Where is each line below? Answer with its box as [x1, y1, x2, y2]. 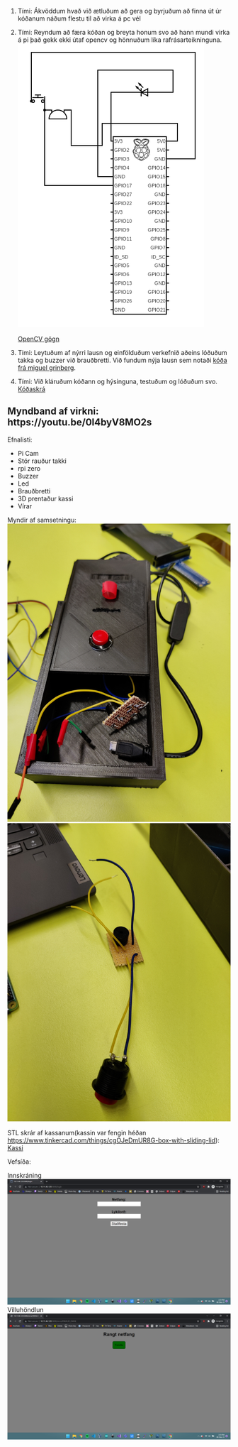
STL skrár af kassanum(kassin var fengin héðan [7, 1128, 147, 1137]
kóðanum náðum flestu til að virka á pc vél [17, 14, 142, 23]
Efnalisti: [7, 435, 33, 444]
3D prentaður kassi [17, 494, 74, 503]
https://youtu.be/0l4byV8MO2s [7, 416, 152, 429]
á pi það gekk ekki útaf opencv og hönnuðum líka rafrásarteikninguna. [17, 36, 222, 44]
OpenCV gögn [17, 334, 60, 343]
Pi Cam [17, 449, 39, 457]
